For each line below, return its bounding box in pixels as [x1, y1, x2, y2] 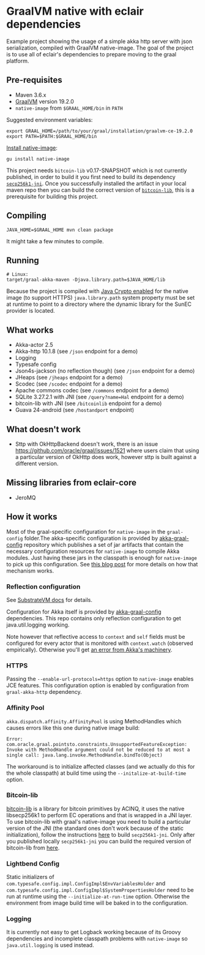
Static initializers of [6, 873, 54, 881]
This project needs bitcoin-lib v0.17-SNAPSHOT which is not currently [6, 167, 187, 174]
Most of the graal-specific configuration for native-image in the [6, 528, 166, 535]
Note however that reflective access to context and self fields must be [6, 633, 185, 640]
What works [6, 325, 54, 335]
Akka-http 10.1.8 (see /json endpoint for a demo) [15, 348, 138, 355]
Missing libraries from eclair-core [6, 477, 136, 488]
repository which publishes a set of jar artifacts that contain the [23, 541, 184, 548]
